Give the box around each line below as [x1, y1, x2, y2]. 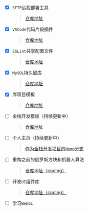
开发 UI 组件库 [12, 178, 40, 184]
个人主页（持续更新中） [12, 135, 62, 141]
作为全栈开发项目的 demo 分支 [25, 146, 84, 152]
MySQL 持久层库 [12, 69, 42, 76]
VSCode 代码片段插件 [12, 26, 53, 32]
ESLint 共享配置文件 [12, 48, 53, 54]
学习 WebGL [12, 200, 33, 206]
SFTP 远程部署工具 [12, 5, 49, 10]
